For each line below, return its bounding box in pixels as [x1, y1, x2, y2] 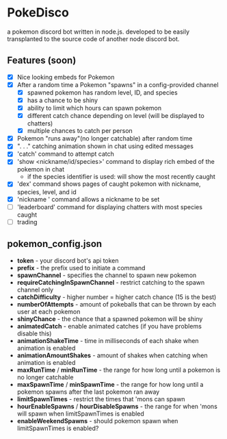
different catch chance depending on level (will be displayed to [27, 112, 205, 120]
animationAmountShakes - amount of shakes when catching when [16, 351, 208, 359]
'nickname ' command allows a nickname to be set [16, 195, 160, 203]
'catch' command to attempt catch [16, 150, 115, 158]
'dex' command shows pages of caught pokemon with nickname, [16, 180, 201, 188]
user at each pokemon [16, 307, 81, 316]
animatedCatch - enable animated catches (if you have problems [16, 322, 202, 330]
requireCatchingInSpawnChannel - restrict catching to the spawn [16, 278, 205, 286]
